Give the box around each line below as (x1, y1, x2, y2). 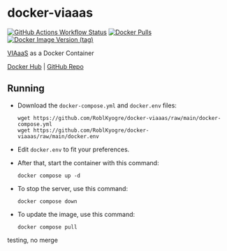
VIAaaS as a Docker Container (7, 49, 94, 57)
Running (7, 82, 45, 95)
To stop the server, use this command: (17, 184, 128, 192)
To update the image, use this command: (17, 210, 136, 218)
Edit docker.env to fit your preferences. (17, 145, 130, 153)
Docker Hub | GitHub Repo (7, 62, 84, 70)
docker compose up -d (17, 172, 80, 179)
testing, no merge (7, 236, 58, 244)
